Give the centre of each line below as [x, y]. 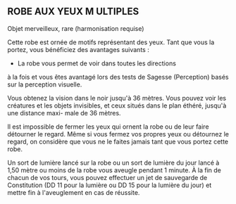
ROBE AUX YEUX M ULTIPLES [73, 12]
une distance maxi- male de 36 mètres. [64, 113]
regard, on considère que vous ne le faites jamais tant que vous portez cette [118, 141]
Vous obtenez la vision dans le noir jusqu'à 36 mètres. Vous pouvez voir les [117, 98]
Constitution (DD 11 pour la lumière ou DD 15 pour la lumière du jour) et [110, 185]
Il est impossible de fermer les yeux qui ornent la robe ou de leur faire [108, 127]
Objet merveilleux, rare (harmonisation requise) [76, 28]
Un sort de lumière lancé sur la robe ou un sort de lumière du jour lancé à [113, 162]
